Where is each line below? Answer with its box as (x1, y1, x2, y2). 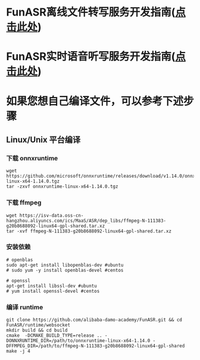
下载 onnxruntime (6, 154, 58, 162)
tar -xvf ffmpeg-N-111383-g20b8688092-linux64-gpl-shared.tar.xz (6, 228, 171, 234)
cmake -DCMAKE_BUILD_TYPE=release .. (6, 333, 102, 339)
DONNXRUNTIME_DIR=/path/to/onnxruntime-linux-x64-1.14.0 (6, 338, 151, 344)
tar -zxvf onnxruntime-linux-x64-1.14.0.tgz (6, 184, 118, 190)
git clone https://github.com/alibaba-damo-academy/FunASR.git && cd (6, 317, 183, 323)
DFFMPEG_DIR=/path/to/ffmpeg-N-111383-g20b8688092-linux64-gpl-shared (6, 343, 185, 349)
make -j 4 (6, 348, 31, 355)
